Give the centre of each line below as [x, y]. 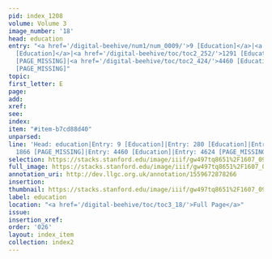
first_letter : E [36, 84]
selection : [27, 159]
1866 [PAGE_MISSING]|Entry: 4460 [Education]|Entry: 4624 [116, 152]
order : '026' [30, 227]
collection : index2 [41, 243]
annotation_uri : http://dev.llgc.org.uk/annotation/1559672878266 [123, 175]
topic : [19, 76]
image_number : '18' [41, 31]
